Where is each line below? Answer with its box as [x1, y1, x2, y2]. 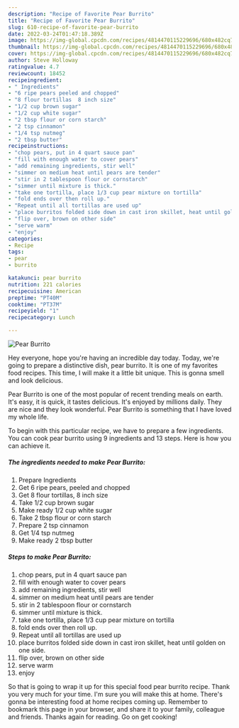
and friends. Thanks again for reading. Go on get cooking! [8, 712, 178, 721]
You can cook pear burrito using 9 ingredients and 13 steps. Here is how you [8, 434, 231, 442]
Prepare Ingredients [18, 476, 77, 484]
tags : [8, 248, 24, 256]
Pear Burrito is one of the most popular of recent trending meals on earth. [8, 390, 223, 398]
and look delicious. [8, 376, 63, 385]
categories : [8, 235, 43, 242]
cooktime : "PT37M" [8, 301, 62, 308]
